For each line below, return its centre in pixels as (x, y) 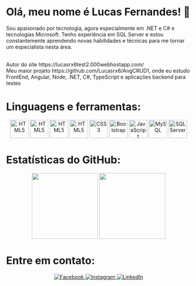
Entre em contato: (50, 261)
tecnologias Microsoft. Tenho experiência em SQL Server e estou (85, 34)
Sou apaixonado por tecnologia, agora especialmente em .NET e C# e (90, 28)
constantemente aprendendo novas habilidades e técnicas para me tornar (95, 40)
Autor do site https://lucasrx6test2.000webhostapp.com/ (75, 64)
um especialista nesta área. (39, 47)
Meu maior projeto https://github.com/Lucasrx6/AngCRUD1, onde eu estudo (98, 70)
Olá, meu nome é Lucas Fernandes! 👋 (98, 12)
